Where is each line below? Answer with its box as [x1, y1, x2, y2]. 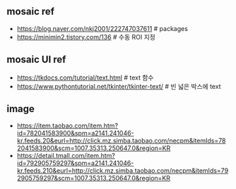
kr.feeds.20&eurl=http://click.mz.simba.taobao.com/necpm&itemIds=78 [16, 137, 226, 145]
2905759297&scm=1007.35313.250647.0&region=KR [16, 174, 171, 183]
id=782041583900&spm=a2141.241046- [16, 129, 135, 138]
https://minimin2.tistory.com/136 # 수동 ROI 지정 [16, 32, 156, 41]
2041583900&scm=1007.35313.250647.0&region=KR [16, 144, 171, 152]
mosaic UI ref [6, 54, 66, 66]
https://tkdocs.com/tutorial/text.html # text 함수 [16, 73, 154, 82]
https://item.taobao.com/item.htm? [16, 121, 118, 130]
